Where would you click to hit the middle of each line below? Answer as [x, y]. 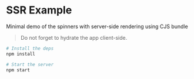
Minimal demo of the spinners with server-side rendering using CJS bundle [97, 26]
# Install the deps [30, 48]
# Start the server [30, 64]
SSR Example [39, 10]
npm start [18, 70]
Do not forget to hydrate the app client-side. [74, 37]
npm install [21, 54]
